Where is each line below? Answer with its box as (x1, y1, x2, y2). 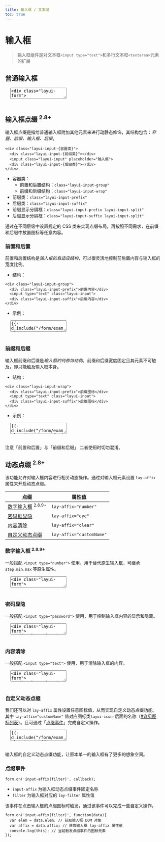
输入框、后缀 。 (26, 136, 57, 142)
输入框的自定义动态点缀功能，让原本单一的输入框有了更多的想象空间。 (5, 751, 148, 757)
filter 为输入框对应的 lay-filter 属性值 (12, 792, 95, 798)
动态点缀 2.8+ (5, 459, 45, 469)
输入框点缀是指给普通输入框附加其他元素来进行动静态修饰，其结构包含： (5, 129, 152, 135)
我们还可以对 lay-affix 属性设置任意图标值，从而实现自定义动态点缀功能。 (5, 707, 157, 713)
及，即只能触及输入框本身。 (5, 363, 62, 369)
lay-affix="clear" (51, 522, 95, 528)
